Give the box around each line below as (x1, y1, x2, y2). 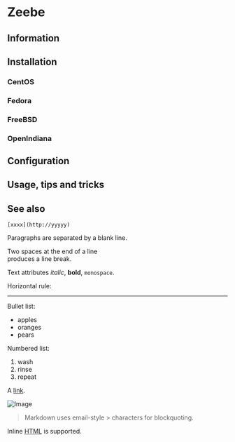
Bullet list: (7, 302, 36, 311)
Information (7, 32, 60, 44)
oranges (17, 323, 42, 332)
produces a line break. (7, 255, 72, 263)
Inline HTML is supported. (7, 427, 82, 436)
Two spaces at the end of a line (7, 247, 98, 256)
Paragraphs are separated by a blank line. (7, 234, 128, 242)
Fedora (7, 95, 32, 105)
